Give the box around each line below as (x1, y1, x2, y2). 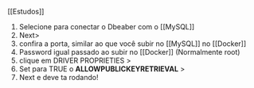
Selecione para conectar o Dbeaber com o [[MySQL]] (18, 22, 195, 31)
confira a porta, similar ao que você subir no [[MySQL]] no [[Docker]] (18, 39, 247, 48)
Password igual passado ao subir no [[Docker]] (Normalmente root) (18, 48, 240, 56)
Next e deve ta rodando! (18, 73, 99, 82)
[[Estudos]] (7, 7, 45, 16)
